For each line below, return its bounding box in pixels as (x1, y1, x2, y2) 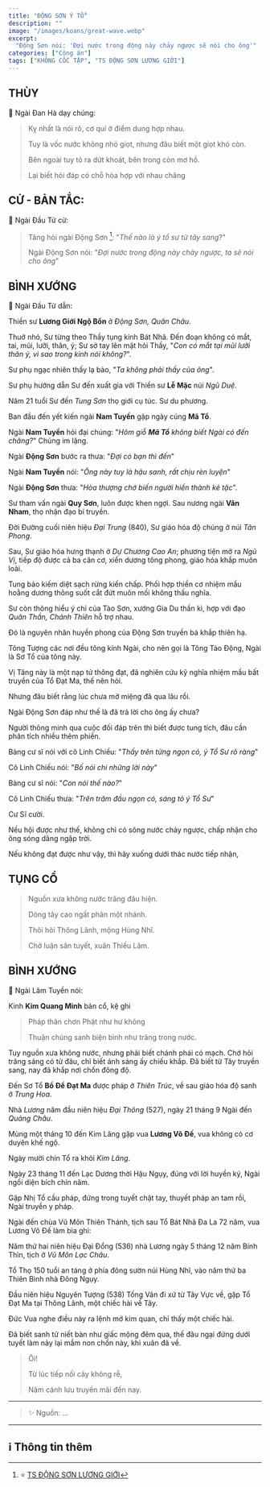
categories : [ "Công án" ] (8, 49, 92, 57)
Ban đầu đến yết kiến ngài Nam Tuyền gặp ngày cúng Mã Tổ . (8, 412, 211, 421)
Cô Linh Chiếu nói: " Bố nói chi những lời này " (8, 762, 158, 772)
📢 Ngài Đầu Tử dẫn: (8, 300, 73, 310)
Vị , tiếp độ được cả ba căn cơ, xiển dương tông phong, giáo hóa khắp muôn (8, 555, 258, 565)
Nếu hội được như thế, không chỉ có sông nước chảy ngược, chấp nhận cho (8, 825, 258, 835)
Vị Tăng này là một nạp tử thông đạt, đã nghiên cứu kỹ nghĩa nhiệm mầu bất (8, 667, 260, 677)
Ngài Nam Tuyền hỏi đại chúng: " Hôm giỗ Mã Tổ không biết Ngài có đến (8, 427, 249, 437)
